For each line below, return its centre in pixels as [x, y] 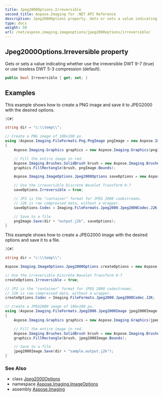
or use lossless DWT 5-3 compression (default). [53, 69]
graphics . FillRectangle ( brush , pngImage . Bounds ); [65, 168]
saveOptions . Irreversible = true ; [49, 190]
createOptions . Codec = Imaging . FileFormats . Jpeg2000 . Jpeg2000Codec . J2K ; [80, 298]
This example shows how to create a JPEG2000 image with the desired [76, 235]
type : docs [16, 23]
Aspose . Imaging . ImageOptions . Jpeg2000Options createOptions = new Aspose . [82, 266]
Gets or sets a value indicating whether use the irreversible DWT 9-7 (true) [80, 63]
